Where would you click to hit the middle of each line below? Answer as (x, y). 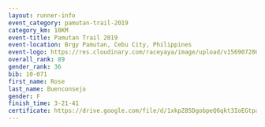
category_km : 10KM (38, 30)
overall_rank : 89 (37, 60)
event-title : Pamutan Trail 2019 (63, 37)
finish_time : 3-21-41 (44, 103)
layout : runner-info (42, 15)
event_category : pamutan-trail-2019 (68, 23)
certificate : (30, 111)
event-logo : (28, 52)
